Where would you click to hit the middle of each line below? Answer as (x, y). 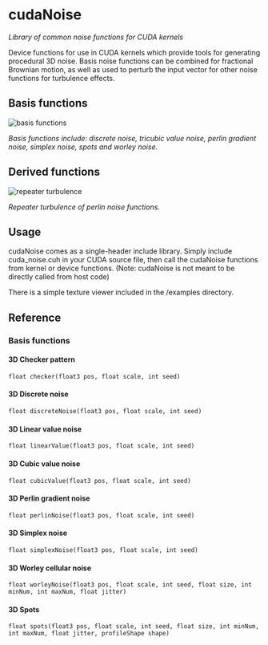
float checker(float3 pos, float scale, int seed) (94, 376)
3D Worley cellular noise (50, 568)
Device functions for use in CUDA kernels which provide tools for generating (134, 52)
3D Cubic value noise (44, 464)
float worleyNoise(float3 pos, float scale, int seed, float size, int (130, 585)
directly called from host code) (59, 277)
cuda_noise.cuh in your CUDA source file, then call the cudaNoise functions (133, 260)
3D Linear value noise (45, 429)
